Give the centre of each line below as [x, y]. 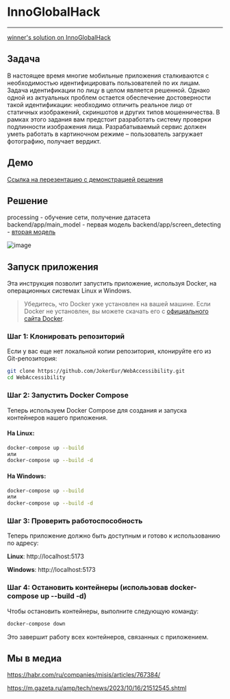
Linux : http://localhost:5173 [46, 556]
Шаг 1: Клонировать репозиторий [66, 336]
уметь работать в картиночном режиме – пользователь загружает [105, 134]
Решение [28, 201]
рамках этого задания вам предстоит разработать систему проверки [109, 119]
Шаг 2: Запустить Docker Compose [68, 396]
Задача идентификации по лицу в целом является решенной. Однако [108, 90]
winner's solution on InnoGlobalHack [59, 37]
